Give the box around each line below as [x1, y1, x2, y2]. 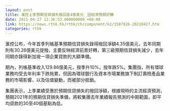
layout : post [5, 7, 33, 13]
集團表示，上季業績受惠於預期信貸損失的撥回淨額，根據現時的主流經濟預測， [5, 88, 165, 94]
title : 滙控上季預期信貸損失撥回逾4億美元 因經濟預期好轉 [5, 12, 114, 17]
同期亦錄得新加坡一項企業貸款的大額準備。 [5, 54, 94, 60]
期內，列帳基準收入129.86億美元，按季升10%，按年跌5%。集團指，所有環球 [5, 64, 163, 70]
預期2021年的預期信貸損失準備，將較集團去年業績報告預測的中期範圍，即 [5, 94, 157, 100]
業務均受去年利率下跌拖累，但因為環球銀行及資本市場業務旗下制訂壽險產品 [5, 70, 160, 77]
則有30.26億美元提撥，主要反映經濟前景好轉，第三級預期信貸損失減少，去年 [5, 47, 164, 53]
